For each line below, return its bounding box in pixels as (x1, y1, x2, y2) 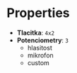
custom (27, 58, 50, 67)
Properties (6, 5, 70, 21)
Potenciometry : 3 (16, 35, 69, 44)
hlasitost (27, 43, 52, 52)
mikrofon (27, 51, 54, 60)
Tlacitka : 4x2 (16, 28, 54, 37)
